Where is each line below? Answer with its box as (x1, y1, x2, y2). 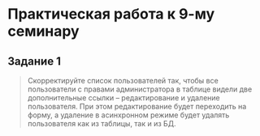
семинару (7, 22, 80, 40)
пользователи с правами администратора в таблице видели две (27, 84, 253, 94)
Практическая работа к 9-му (7, 5, 215, 23)
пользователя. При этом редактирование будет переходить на (27, 102, 247, 111)
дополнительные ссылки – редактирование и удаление (27, 93, 220, 102)
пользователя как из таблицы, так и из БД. (27, 119, 176, 128)
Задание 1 (7, 54, 62, 68)
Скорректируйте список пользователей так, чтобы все (27, 76, 219, 85)
